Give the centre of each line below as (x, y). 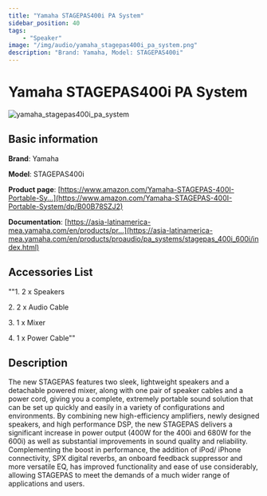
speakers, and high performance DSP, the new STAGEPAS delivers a (120, 424)
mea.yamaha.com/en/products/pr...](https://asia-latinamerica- (111, 230)
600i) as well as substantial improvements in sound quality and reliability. (128, 441)
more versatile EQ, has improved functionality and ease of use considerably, (133, 466)
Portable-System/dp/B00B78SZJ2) (66, 206)
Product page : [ (35, 189)
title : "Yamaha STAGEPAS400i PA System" (77, 16)
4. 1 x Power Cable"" (42, 338)
